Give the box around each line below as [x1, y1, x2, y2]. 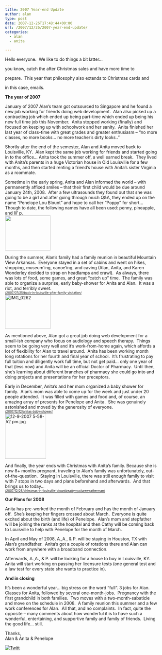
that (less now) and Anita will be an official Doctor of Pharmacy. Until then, [5, 363, 155, 369]
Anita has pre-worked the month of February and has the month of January [5, 506, 156, 512]
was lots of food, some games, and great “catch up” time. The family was [5, 275, 153, 281]
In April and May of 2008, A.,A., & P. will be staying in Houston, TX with [5, 535, 147, 542]
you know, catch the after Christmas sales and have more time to [5, 66, 135, 71]
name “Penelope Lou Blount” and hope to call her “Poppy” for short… [5, 200, 144, 206]
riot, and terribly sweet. [5, 285, 52, 291]
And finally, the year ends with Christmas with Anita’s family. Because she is [5, 463, 157, 468]
